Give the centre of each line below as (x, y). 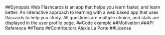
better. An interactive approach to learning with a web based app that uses (82, 12)
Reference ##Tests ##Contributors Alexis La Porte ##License (68, 28)
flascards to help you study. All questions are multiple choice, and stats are (82, 17)
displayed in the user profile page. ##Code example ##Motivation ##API (79, 23)
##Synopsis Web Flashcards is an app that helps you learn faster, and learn (83, 7)
